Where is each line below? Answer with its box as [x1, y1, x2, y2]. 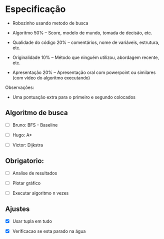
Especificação [5, 3, 66, 15]
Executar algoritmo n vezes [12, 190, 69, 196]
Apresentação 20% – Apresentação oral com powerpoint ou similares [12, 69, 156, 75]
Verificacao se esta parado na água [12, 228, 86, 234]
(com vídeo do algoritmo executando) [12, 74, 90, 80]
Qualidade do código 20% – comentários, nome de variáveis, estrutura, [12, 39, 159, 45]
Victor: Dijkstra [12, 141, 43, 148]
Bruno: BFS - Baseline [12, 121, 58, 128]
